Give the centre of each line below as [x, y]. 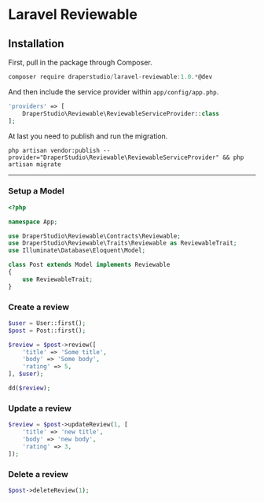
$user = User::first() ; [47, 323]
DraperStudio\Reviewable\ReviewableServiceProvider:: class [121, 113]
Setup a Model [36, 191]
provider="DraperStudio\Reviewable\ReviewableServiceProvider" [114, 157]
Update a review [40, 408]
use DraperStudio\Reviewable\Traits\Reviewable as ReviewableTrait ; [123, 243]
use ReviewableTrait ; [57, 279]
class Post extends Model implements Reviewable [89, 265]
